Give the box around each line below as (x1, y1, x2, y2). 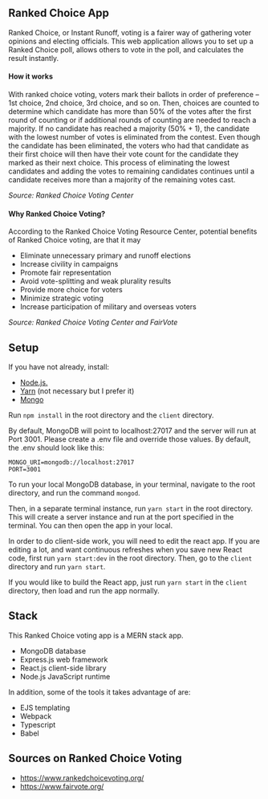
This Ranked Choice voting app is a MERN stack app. (8, 630, 184, 640)
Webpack (19, 711, 52, 721)
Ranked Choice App (8, 6, 110, 20)
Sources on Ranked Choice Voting (8, 752, 182, 765)
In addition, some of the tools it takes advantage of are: (8, 687, 191, 697)
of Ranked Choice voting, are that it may (8, 235, 141, 245)
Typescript (19, 720, 56, 729)
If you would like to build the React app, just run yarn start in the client (8, 577, 247, 587)
